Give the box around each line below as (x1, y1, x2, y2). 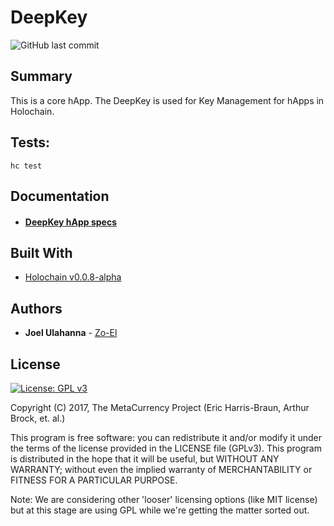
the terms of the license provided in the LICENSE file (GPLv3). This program (10, 442, 322, 454)
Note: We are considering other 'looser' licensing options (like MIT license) (10, 493, 318, 505)
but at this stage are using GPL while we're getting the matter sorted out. (10, 504, 310, 516)
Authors (10, 300, 63, 317)
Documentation (10, 187, 110, 205)
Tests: (10, 134, 50, 151)
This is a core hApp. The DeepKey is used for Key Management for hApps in (10, 94, 325, 106)
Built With (10, 244, 73, 261)
